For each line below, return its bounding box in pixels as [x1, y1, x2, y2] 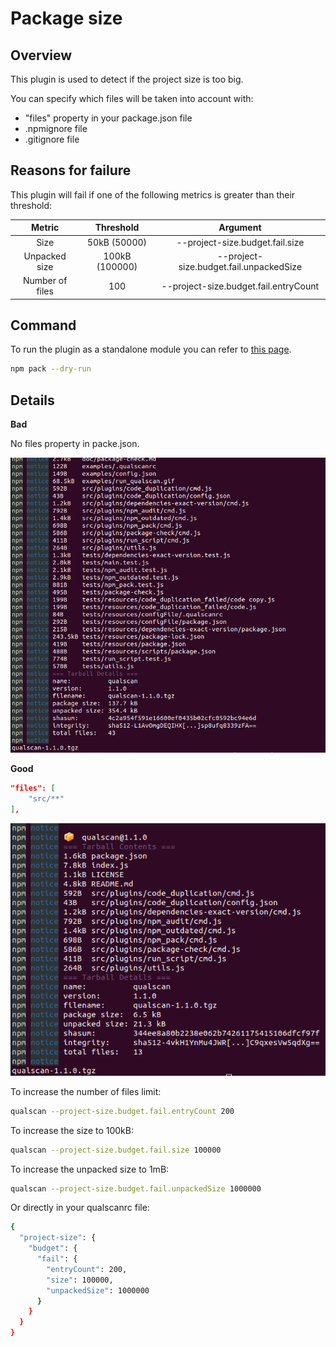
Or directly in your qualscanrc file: [10, 1202, 150, 1214]
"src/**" [28, 794, 65, 804]
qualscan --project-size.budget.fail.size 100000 [10, 1145, 222, 1155]
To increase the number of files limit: [10, 1085, 162, 1097]
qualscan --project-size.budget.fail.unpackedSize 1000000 [10, 1183, 262, 1194]
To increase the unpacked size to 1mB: [10, 1163, 170, 1175]
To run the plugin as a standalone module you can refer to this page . [10, 343, 292, 356]
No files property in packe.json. [10, 438, 140, 450]
